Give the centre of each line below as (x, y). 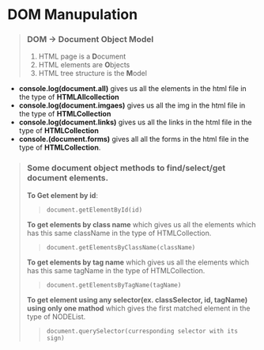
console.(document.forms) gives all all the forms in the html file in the (134, 139)
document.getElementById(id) (94, 210)
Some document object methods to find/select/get (126, 168)
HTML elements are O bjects (84, 65)
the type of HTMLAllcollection (69, 97)
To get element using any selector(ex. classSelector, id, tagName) (137, 299)
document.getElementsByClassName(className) (121, 247)
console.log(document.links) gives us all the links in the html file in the (135, 122)
